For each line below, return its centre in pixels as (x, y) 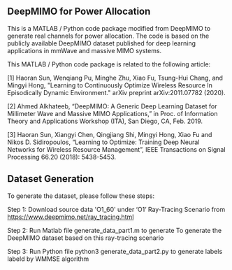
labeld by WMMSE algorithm (48, 259)
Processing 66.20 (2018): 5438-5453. (62, 157)
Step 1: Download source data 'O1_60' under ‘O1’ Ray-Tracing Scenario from (116, 209)
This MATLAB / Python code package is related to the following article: (109, 64)
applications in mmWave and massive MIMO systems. (85, 50)
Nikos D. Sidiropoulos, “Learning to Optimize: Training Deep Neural (103, 142)
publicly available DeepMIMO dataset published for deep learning (102, 43)
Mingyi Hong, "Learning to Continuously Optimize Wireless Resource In (110, 85)
